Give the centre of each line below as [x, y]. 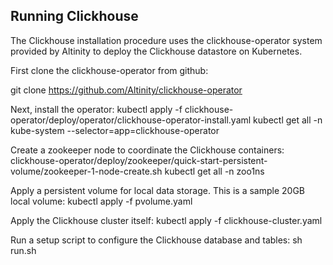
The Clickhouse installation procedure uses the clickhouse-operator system [166, 40]
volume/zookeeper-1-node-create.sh [86, 171]
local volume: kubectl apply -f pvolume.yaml [101, 201]
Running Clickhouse [74, 16]
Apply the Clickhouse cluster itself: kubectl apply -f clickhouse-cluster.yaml [166, 220]
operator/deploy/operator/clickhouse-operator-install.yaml [131, 120]
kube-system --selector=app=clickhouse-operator [115, 130]
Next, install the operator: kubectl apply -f [96, 109]
